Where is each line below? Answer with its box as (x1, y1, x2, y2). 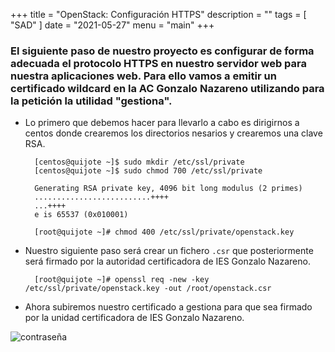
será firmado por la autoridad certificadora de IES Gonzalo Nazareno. (24, 255, 311, 268)
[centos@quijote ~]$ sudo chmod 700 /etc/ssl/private (34, 166, 263, 176)
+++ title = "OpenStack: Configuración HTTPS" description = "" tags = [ (10, 9, 307, 20)
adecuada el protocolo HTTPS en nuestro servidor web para (10, 56, 308, 70)
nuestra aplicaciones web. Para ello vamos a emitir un (10, 69, 277, 83)
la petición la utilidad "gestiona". (10, 94, 173, 108)
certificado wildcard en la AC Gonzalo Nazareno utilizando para (10, 81, 325, 95)
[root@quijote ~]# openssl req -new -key (34, 275, 210, 285)
